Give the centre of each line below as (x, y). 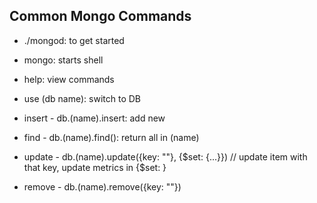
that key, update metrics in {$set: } (95, 167)
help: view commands (69, 79)
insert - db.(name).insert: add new (94, 118)
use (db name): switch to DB (82, 98)
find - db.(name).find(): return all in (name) (111, 137)
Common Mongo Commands (100, 16)
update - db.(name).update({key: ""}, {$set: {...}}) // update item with (165, 156)
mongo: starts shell (63, 60)
